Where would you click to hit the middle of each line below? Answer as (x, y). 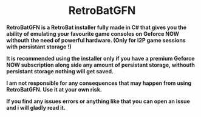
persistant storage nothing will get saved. (60, 71)
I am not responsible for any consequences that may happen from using (99, 83)
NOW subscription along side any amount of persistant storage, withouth (101, 65)
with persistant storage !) (39, 47)
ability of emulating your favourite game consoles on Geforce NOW (93, 33)
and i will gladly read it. (36, 107)
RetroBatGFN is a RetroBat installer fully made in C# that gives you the (97, 27)
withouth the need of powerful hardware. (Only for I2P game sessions (96, 40)
